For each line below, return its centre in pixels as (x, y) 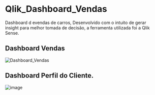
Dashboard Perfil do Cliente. (49, 76)
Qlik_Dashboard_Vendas (56, 9)
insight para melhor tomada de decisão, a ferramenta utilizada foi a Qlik (77, 27)
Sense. (12, 33)
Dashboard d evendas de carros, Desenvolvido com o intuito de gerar (76, 23)
